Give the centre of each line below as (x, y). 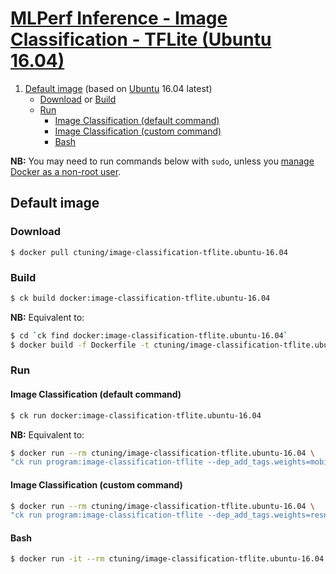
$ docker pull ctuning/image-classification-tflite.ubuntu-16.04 (149, 252)
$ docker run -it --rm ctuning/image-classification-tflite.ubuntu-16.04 (167, 559)
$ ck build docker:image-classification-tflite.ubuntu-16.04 (140, 298)
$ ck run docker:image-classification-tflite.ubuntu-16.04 (136, 415)
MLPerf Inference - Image (119, 18)
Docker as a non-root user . (66, 171)
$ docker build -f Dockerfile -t (80, 345)
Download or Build (78, 99)
